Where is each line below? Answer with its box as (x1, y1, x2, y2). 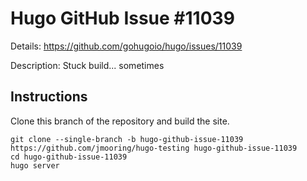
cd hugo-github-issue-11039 (10, 152, 128, 162)
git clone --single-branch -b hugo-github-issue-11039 (10, 134, 244, 144)
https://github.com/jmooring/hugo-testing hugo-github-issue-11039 (10, 143, 298, 153)
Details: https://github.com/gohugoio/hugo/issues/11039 (10, 40, 243, 52)
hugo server (10, 160, 60, 171)
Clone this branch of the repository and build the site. (10, 115, 230, 127)
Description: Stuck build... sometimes (10, 59, 165, 71)
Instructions (10, 88, 88, 106)
